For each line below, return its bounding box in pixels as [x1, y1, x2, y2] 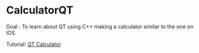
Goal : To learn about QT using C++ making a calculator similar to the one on [6, 23, 194, 30]
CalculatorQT [6, 4, 74, 17]
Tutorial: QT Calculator [6, 41, 61, 48]
